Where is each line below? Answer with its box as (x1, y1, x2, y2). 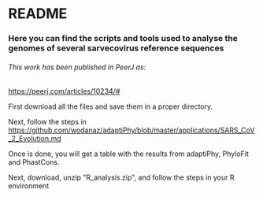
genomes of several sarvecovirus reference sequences (8, 43, 224, 54)
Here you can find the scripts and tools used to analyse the (8, 33, 238, 44)
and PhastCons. (8, 158, 61, 167)
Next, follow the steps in (8, 117, 87, 127)
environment (8, 181, 50, 191)
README (8, 5, 68, 23)
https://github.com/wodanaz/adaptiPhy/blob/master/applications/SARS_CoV (8, 125, 255, 135)
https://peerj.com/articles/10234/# (8, 87, 120, 96)
